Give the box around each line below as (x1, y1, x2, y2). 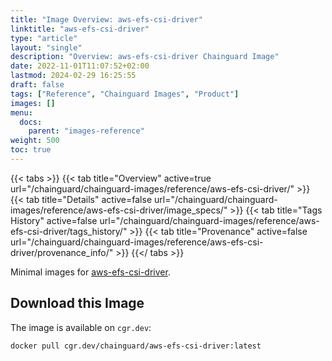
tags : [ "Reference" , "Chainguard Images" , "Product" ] (10, 89, 240, 99)
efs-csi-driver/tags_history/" (10, 225, 128, 237)
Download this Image (10, 295, 145, 312)
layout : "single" (10, 42, 83, 53)
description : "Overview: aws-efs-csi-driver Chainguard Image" (10, 52, 280, 62)
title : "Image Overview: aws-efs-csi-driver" (10, 14, 203, 25)
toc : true (10, 145, 52, 155)
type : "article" (10, 33, 78, 43)
